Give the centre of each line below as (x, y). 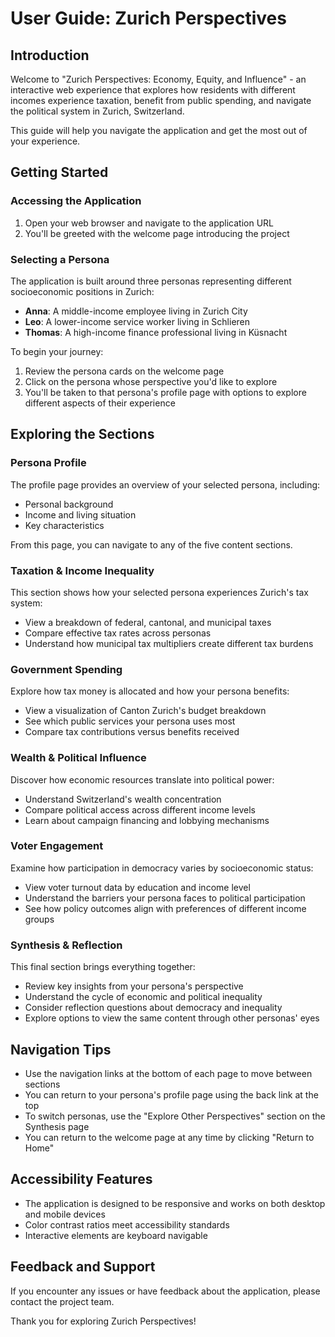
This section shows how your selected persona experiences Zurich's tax (159, 592)
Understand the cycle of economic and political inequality (143, 997)
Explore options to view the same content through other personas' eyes (172, 1018)
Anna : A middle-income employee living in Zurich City (136, 311)
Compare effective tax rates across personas (118, 633)
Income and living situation (80, 514)
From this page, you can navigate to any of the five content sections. (151, 544)
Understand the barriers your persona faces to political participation (165, 898)
